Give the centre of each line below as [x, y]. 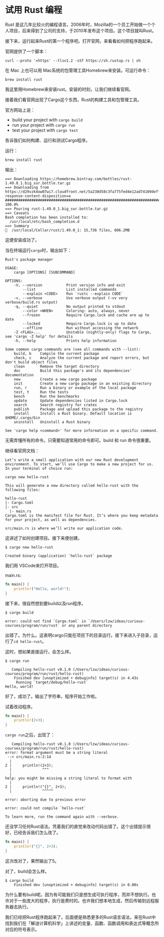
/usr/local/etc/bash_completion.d [44, 221]
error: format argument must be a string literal [57, 753]
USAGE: [12, 268]
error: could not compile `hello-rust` [46, 808]
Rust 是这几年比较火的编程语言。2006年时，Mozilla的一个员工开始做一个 [78, 24]
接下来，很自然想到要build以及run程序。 [46, 603]
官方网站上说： [20, 110]
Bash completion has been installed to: [47, 217]
